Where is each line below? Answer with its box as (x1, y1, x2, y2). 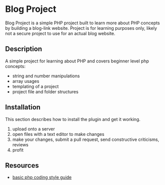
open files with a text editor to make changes (12, 131, 105, 137)
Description (5, 45, 42, 53)
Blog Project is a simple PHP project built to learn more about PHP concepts (5, 20, 160, 26)
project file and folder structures (12, 88, 79, 95)
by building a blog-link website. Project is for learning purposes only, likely (5, 25, 157, 31)
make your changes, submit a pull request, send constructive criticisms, (12, 136, 160, 142)
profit (12, 147, 24, 153)
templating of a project (12, 83, 59, 89)
